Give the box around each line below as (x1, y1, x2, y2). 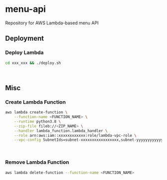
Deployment (5, 34, 44, 43)
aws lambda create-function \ (5, 110, 68, 115)
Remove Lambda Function (5, 159, 70, 166)
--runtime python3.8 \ (14, 119, 61, 124)
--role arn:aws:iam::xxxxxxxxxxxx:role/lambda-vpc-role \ (14, 133, 137, 138)
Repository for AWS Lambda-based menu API (5, 20, 99, 26)
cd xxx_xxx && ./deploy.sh (5, 60, 61, 65)
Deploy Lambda (5, 49, 44, 56)
